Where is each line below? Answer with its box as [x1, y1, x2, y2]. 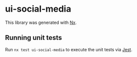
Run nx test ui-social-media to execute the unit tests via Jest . [5, 46, 133, 52]
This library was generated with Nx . [5, 19, 77, 25]
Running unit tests [5, 34, 62, 42]
